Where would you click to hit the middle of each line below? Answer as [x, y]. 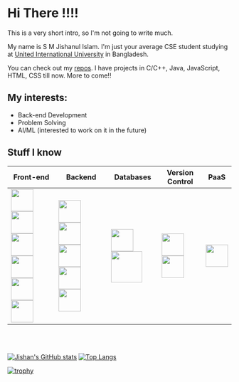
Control [180, 181]
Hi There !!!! [43, 13]
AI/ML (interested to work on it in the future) [82, 130]
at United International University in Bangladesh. [78, 54]
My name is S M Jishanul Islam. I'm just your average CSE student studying [118, 46]
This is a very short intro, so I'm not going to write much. [90, 33]
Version [180, 172]
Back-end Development [52, 115]
